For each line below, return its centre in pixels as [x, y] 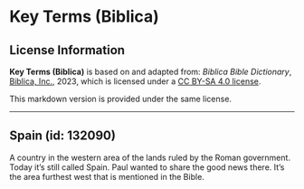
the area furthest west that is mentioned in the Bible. [107, 176]
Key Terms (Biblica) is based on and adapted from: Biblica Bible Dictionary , [151, 71]
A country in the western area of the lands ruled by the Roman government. [150, 157]
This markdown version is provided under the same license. [121, 99]
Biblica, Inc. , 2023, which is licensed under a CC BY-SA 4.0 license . [135, 81]
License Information [67, 50]
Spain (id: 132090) [62, 136]
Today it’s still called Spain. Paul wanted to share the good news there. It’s [147, 167]
